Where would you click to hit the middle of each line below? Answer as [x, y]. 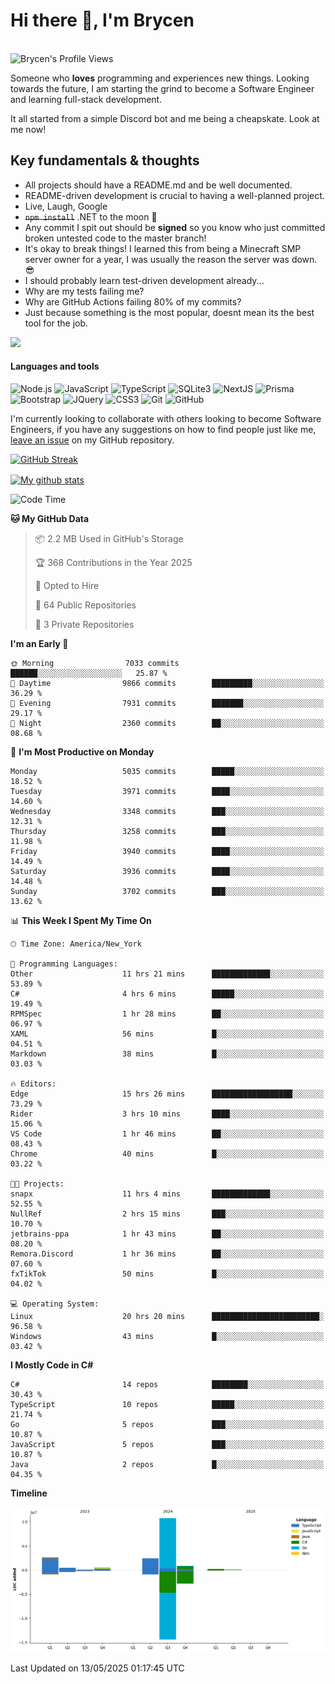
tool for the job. [56, 323]
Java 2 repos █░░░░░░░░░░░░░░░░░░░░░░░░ [167, 1464]
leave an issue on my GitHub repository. [92, 440]
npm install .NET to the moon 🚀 [91, 216]
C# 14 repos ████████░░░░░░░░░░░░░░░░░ [167, 1384]
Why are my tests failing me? [84, 291]
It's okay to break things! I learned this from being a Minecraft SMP [163, 248]
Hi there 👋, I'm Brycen [102, 20]
